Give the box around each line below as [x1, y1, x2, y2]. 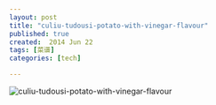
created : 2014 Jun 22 [9, 37, 93, 47]
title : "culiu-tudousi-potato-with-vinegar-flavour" [9, 21, 209, 30]
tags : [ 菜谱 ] [9, 46, 55, 55]
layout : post [9, 12, 58, 22]
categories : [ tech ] [9, 54, 82, 63]
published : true [9, 29, 69, 38]
